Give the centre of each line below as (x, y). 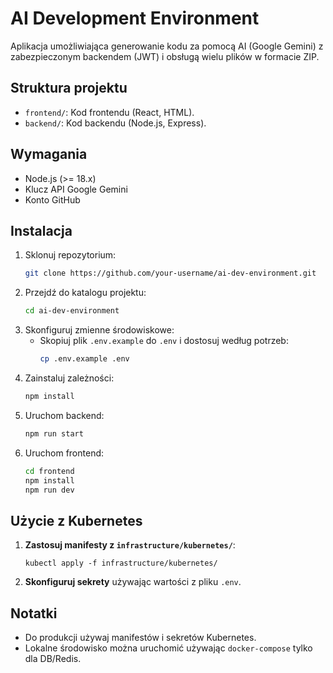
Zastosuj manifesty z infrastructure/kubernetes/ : (130, 545)
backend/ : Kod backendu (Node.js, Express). (115, 123)
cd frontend (49, 471)
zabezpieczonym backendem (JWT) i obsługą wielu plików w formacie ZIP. (165, 56)
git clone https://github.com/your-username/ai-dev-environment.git (170, 273)
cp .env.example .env (84, 359)
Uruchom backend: (64, 415)
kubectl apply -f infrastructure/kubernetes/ (121, 563)
